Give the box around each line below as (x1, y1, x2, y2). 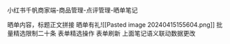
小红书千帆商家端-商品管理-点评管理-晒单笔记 (7, 6, 138, 14)
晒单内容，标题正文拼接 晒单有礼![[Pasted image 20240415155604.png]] (7, 21, 215, 29)
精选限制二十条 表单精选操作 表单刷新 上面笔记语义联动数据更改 (13, 30, 196, 37)
